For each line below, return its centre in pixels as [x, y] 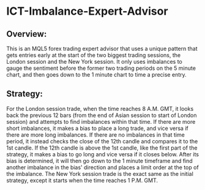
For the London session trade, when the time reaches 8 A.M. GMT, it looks [100, 108]
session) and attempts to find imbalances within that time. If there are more [101, 121]
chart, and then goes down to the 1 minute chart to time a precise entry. [96, 74]
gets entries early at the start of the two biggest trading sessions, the [94, 55]
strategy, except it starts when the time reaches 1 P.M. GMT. [82, 180]
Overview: [27, 34]
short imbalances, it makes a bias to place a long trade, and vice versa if [97, 128]
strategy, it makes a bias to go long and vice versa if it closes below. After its [102, 154]
